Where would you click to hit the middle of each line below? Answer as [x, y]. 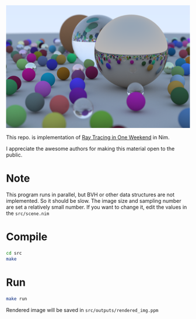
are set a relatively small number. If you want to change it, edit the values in [97, 207]
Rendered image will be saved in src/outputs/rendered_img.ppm [82, 310]
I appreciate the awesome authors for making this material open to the [90, 148]
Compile [27, 237]
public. [14, 155]
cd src [14, 253]
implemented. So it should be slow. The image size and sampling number [94, 200]
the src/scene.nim [28, 213]
